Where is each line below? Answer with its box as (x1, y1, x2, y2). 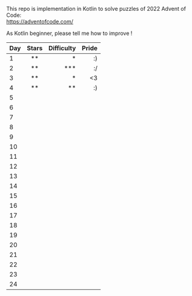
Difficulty (48, 44, 76, 52)
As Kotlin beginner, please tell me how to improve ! (6, 30, 133, 37)
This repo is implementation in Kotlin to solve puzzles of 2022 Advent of (6, 5, 187, 12)
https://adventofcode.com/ (6, 18, 74, 25)
